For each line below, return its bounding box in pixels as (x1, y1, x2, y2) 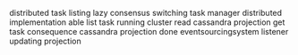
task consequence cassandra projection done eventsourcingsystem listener (9, 27, 289, 36)
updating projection (9, 35, 82, 46)
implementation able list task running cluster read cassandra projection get (9, 17, 285, 27)
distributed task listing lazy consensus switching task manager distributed (9, 8, 283, 18)
